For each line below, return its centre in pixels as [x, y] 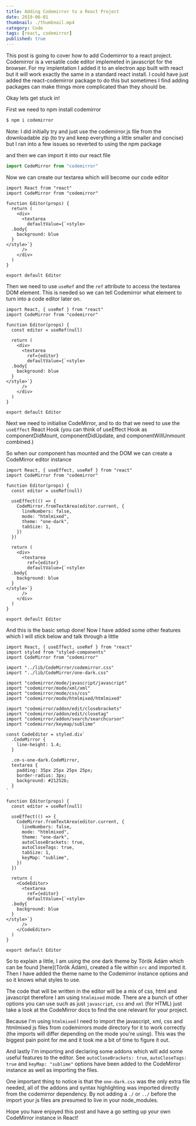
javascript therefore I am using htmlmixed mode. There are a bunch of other [97, 997]
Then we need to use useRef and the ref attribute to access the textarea [93, 286]
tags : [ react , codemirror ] [39, 33]
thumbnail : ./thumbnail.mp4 [40, 22]
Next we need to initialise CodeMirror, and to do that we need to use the [93, 423]
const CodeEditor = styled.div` [45, 734]
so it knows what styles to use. [43, 980]
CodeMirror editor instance [39, 459]
